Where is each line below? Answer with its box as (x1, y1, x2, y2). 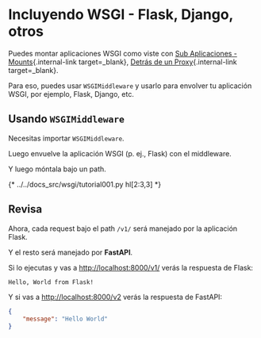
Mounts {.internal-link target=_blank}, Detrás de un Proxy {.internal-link (8, 57, 238, 67)
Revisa (8, 202, 42, 216)
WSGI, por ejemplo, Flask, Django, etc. (8, 89, 135, 98)
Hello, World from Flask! (8, 278, 94, 286)
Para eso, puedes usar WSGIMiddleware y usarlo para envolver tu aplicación (8, 81, 252, 90)
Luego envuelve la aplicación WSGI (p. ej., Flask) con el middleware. (8, 148, 232, 158)
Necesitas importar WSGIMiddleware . (8, 133, 125, 143)
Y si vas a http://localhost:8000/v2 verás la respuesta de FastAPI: (8, 292, 223, 302)
